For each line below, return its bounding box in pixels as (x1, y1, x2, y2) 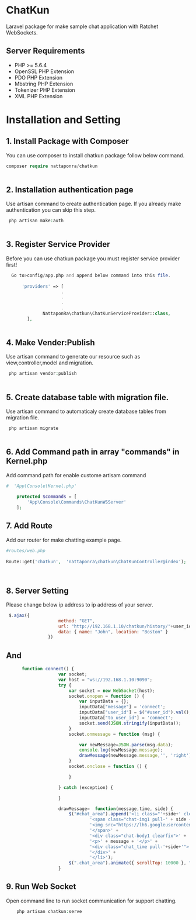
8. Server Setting (6, 585, 69, 595)
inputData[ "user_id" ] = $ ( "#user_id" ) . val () (79, 709, 190, 715)
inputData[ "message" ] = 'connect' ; (79, 704, 166, 710)
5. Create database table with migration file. (6, 392, 169, 402)
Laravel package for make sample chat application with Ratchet (6, 23, 159, 30)
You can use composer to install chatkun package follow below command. (6, 151, 185, 158)
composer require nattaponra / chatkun (6, 163, 98, 169)
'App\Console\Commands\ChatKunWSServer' (27, 499, 127, 505)
